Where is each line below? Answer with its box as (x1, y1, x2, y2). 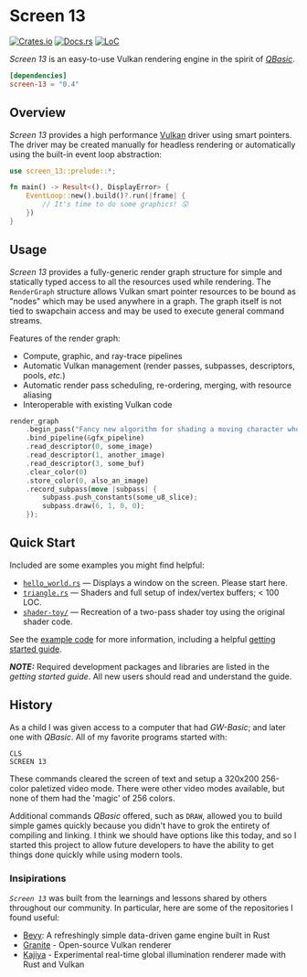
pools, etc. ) (22, 369, 66, 380)
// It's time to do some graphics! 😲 (42, 200, 189, 209)
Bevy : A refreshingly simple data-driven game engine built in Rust (22, 929, 270, 940)
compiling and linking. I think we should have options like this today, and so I (9, 829, 297, 841)
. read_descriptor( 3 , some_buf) (26, 459, 145, 468)
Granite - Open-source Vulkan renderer (22, 939, 172, 950)
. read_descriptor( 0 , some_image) (26, 442, 153, 451)
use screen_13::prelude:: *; (9, 166, 117, 175)
